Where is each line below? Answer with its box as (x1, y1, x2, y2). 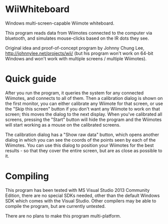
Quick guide (5, 73, 57, 85)
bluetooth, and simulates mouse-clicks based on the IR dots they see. (5, 35, 149, 41)
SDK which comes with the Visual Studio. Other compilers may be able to (5, 197, 156, 204)
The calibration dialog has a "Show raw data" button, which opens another (5, 132, 159, 138)
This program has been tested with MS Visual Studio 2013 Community (5, 187, 150, 193)
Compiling (5, 171, 49, 182)
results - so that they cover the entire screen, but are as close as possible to (5, 147, 162, 154)
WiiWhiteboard (5, 4, 70, 15)
